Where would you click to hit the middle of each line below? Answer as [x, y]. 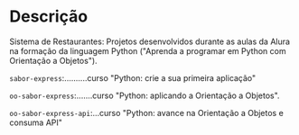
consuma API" [36, 122]
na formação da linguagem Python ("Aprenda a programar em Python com [148, 50]
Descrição [49, 17]
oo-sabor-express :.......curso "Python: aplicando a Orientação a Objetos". [145, 95]
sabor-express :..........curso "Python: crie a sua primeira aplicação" [133, 77]
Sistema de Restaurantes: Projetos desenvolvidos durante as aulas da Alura [150, 41]
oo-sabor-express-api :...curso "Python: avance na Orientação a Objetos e [147, 112]
